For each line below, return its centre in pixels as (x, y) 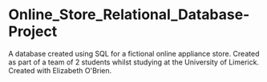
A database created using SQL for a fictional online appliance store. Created (134, 53)
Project (33, 31)
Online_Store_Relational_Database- (129, 15)
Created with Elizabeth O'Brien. (60, 70)
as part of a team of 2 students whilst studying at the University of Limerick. (133, 62)
